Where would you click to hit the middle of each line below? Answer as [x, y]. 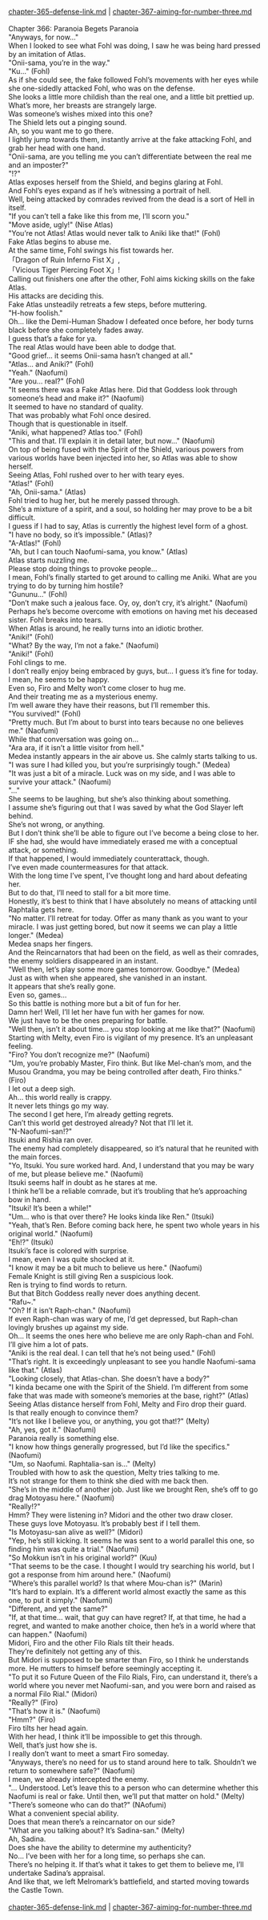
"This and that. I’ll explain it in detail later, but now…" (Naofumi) [112, 441]
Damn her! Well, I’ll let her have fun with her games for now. [106, 1012]
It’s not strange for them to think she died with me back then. [109, 1481]
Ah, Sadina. [27, 1839]
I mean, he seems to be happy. [59, 680]
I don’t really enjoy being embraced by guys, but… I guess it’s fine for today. [133, 671]
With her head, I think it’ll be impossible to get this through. [105, 1737]
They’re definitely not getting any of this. [75, 1651]
